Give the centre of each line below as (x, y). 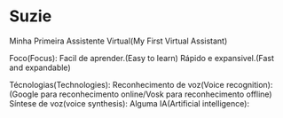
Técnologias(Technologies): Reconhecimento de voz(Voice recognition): (141, 84)
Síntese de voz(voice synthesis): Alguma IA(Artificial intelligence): (130, 103)
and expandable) (40, 67)
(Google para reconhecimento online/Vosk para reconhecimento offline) (141, 94)
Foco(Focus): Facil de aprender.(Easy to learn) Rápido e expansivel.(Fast (142, 58)
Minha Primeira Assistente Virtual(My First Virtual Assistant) (118, 41)
